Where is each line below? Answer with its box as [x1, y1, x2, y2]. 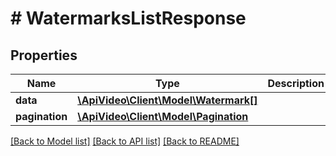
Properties [10, 47, 78, 64]
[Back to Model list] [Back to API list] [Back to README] [10, 135, 240, 147]
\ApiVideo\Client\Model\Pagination [77, 110, 249, 123]
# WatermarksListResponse [10, 7, 247, 30]
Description [267, 77, 325, 90]
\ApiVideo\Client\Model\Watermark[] [77, 93, 258, 107]
